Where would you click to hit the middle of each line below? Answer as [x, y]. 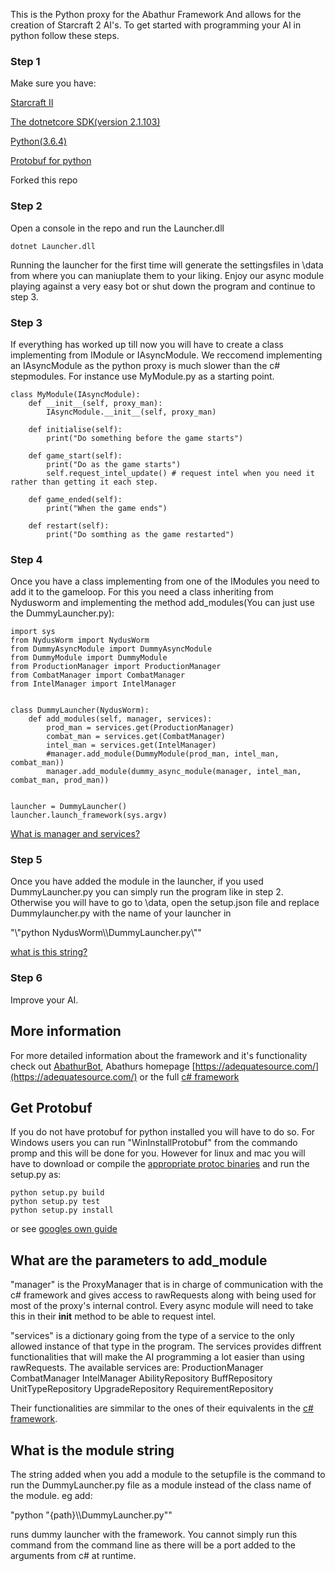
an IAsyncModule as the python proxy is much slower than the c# [145, 365]
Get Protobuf [51, 1107]
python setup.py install [62, 1210]
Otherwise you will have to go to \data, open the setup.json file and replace [165, 903]
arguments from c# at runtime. [73, 1556]
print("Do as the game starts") [114, 464]
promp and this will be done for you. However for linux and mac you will [158, 1153]
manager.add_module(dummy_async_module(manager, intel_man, [174, 772]
